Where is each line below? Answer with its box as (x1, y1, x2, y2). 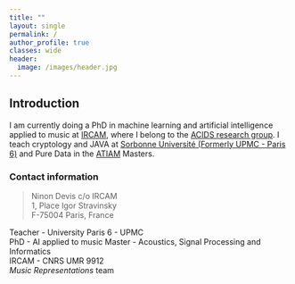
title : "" (9, 13, 46, 22)
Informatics (9, 246, 52, 256)
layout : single (9, 21, 66, 30)
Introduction (9, 96, 80, 112)
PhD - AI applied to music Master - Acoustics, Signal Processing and (9, 236, 261, 246)
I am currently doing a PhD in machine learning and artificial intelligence (9, 120, 274, 130)
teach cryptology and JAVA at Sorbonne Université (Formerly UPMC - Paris (9, 138, 286, 149)
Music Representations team (9, 264, 114, 275)
